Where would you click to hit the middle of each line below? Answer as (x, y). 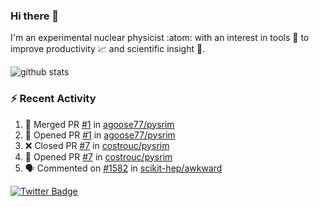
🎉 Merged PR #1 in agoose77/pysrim (99, 124)
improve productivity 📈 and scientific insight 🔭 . (108, 49)
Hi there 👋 (35, 16)
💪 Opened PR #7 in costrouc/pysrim (98, 156)
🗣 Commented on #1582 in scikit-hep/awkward (123, 168)
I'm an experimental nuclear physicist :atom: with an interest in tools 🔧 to (160, 38)
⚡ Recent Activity (53, 99)
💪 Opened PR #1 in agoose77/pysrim (100, 135)
